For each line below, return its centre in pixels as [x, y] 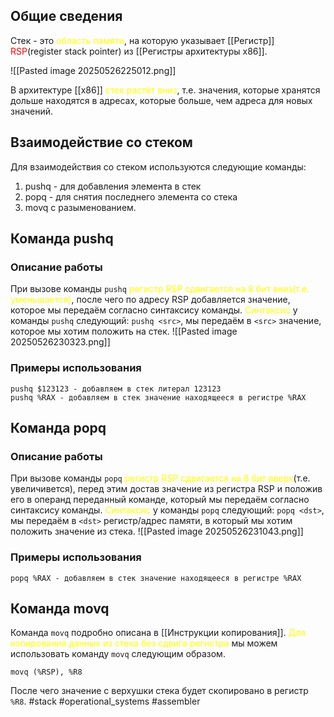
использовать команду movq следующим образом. [118, 654]
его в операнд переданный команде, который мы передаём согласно [160, 500]
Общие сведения [66, 16]
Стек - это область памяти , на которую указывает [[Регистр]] [142, 40]
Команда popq [58, 428]
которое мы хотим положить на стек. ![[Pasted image [124, 331]
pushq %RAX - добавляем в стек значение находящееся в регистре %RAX [158, 397]
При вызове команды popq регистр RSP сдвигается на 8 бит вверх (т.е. [160, 478]
